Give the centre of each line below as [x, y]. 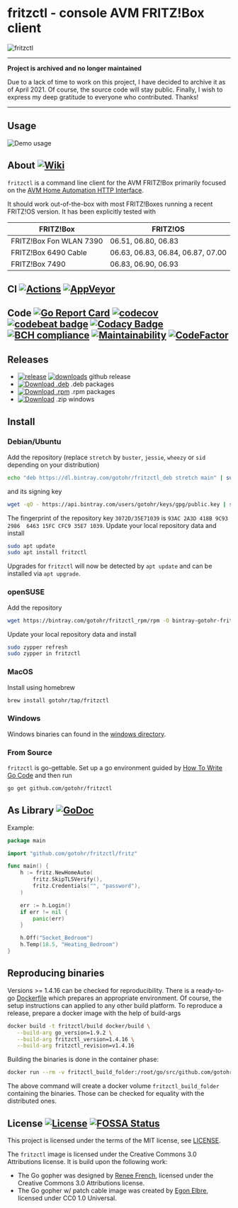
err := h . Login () [46, 905]
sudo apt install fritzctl [47, 553]
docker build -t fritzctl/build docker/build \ [79, 1026]
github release [110, 377]
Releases [28, 359]
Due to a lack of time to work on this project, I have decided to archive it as [117, 82]
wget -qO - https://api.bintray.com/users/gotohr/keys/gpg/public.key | [117, 504]
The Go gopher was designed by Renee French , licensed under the [115, 1175]
